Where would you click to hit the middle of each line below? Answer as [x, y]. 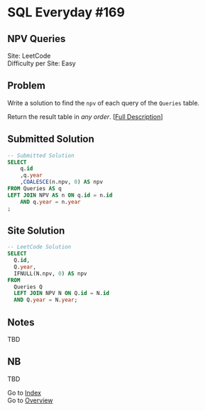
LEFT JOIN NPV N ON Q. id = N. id [62, 293]
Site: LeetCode [29, 56]
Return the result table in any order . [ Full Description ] [85, 116]
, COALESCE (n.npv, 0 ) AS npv [61, 182]
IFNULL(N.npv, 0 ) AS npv [50, 274]
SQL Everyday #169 [66, 12]
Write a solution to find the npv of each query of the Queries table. [104, 103]
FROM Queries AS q [34, 189]
